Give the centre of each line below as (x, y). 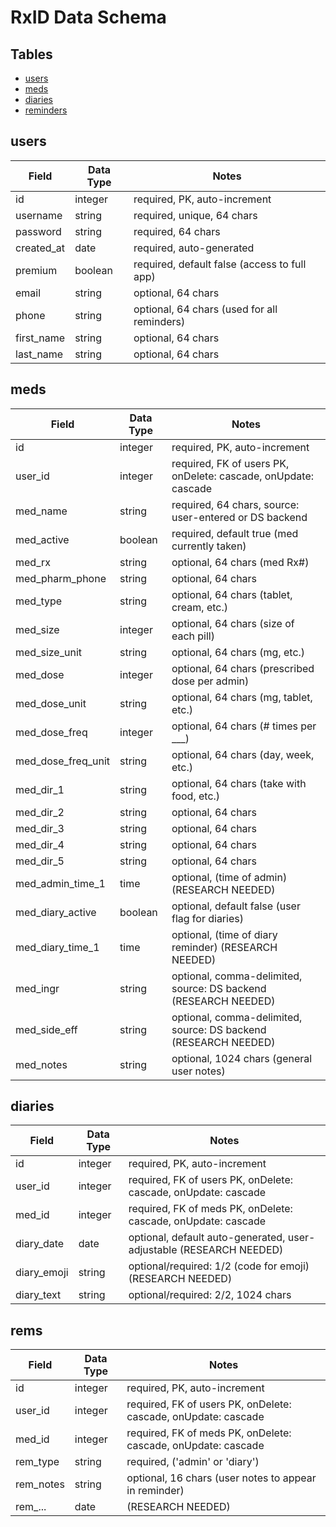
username (39, 215)
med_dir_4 (40, 844)
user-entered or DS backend (239, 517)
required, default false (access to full (220, 264)
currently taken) (209, 546)
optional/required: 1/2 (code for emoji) (219, 1266)
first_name (40, 338)
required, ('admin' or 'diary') (193, 1462)
